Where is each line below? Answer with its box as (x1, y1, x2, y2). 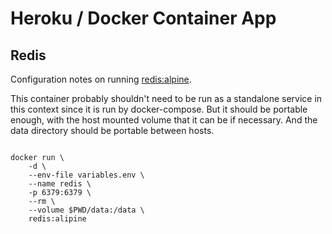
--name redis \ (28, 179, 92, 189)
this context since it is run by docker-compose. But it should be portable (10, 103, 308, 115)
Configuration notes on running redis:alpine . (10, 73, 192, 85)
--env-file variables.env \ (28, 170, 145, 180)
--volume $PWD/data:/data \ (28, 205, 145, 215)
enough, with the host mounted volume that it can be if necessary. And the (10, 114, 318, 126)
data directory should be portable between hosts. (10, 125, 215, 136)
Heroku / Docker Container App (10, 7, 277, 30)
